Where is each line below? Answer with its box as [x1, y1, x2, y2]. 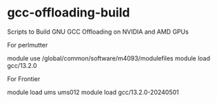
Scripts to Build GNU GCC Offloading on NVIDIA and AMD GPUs [7, 27, 189, 36]
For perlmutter [7, 41, 48, 49]
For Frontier [7, 74, 41, 83]
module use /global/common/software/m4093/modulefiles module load [7, 54, 211, 62]
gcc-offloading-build [7, 5, 130, 21]
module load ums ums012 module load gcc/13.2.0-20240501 [7, 88, 179, 96]
